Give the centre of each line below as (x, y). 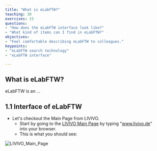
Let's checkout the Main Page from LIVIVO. (56, 118)
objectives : (17, 37)
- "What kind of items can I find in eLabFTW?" (55, 32)
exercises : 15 (20, 19)
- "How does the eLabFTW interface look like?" (55, 28)
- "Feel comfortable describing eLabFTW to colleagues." (65, 42)
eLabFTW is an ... (23, 91)
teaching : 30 (18, 14)
